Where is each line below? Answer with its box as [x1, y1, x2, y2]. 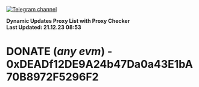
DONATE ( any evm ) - [6, 45, 113, 58]
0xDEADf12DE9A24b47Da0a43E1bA [6, 58, 193, 71]
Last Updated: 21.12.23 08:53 [6, 24, 81, 31]
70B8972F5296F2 [6, 70, 99, 84]
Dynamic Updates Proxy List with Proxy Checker [6, 17, 130, 24]
